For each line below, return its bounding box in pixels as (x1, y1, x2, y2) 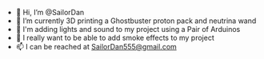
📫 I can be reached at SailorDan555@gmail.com (15, 42, 178, 51)
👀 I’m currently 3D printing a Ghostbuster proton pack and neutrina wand (15, 16, 257, 26)
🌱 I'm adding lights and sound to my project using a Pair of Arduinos (15, 25, 241, 33)
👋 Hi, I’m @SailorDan (15, 8, 85, 17)
